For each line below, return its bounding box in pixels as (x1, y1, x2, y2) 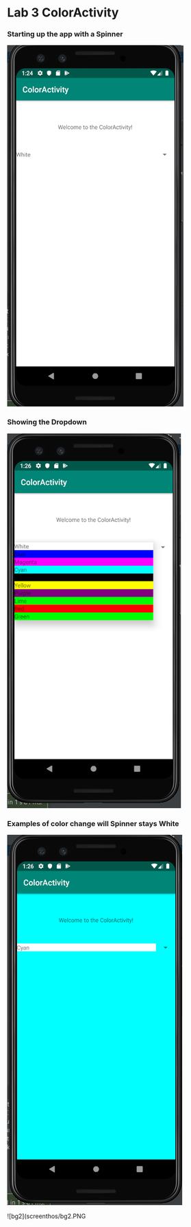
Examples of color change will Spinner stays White (7, 818, 179, 828)
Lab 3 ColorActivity (7, 5, 119, 21)
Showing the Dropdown (7, 417, 87, 427)
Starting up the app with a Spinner (7, 30, 123, 39)
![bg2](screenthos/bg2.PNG (7, 1212, 86, 1220)
